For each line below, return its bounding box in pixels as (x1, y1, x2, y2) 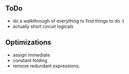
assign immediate (12, 51, 50, 58)
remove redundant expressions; (12, 63, 80, 69)
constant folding (12, 57, 48, 63)
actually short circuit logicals (12, 23, 74, 29)
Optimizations (5, 38, 51, 47)
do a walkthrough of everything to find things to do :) (12, 17, 124, 24)
